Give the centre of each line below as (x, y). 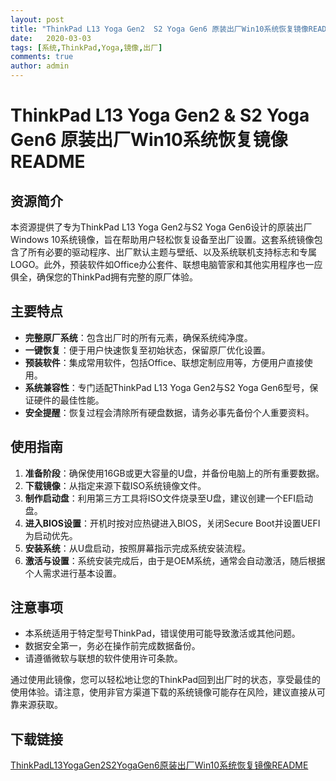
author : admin (40, 66)
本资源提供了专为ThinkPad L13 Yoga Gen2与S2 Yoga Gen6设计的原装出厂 (161, 227)
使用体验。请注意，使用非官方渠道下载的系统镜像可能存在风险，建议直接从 (163, 692)
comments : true (42, 57)
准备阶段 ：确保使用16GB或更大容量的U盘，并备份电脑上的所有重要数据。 (174, 473)
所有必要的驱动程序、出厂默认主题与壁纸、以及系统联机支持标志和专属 (172, 252)
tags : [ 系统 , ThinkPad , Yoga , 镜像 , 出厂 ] (86, 47)
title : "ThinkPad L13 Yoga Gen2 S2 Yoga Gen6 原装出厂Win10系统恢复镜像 (159, 29)
